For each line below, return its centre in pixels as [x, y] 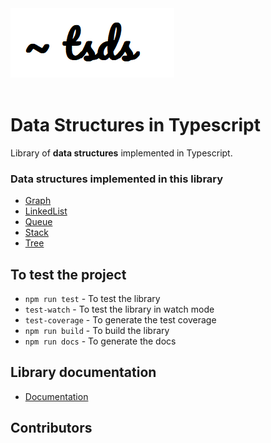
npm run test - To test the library [92, 299]
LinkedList [46, 211]
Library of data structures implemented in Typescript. [121, 153]
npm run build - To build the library [97, 331]
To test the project [68, 274]
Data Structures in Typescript [135, 125]
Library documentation [83, 372]
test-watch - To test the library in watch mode [119, 309]
